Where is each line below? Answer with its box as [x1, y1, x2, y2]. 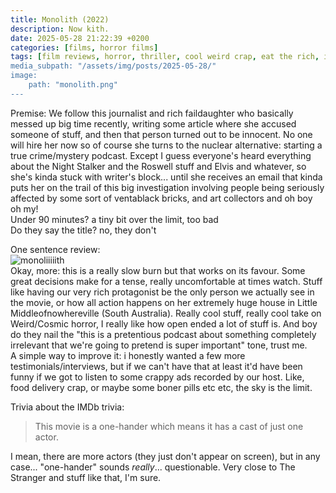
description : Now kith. [10, 24, 110, 34]
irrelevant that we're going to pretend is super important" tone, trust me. [10, 339, 308, 351]
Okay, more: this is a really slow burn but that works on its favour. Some [10, 264, 306, 276]
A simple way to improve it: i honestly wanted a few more [10, 349, 246, 361]
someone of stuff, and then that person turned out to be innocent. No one [10, 128, 313, 140]
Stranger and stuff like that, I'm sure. [10, 471, 162, 483]
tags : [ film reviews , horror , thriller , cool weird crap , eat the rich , [10, 52, 320, 62]
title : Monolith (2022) [10, 14, 110, 25]
